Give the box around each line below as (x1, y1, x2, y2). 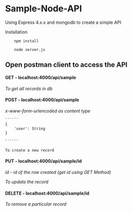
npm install (14, 38, 39, 44)
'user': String (14, 126, 46, 131)
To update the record (5, 179, 49, 185)
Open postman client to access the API (5, 60, 128, 69)
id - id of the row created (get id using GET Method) (5, 169, 112, 175)
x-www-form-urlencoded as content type (5, 107, 91, 114)
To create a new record (5, 148, 55, 153)
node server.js (14, 47, 46, 52)
